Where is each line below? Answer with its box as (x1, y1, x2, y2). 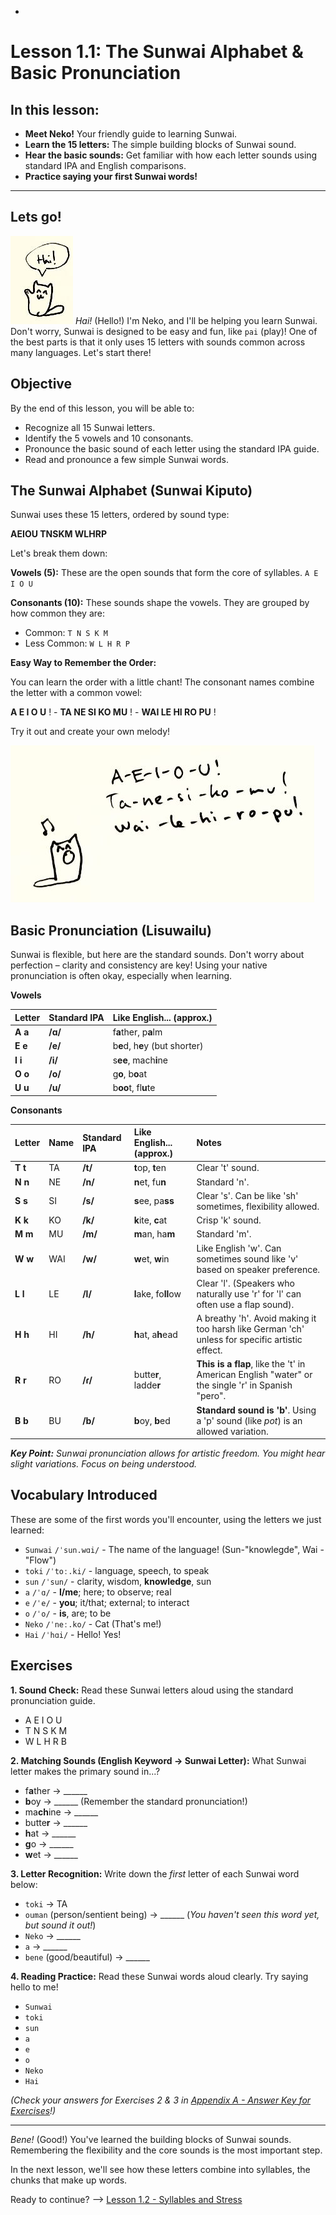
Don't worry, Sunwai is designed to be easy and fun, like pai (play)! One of (10, 325, 318, 337)
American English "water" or (196, 1369, 313, 1381)
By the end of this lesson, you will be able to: (10, 402, 195, 414)
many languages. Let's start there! (10, 346, 152, 358)
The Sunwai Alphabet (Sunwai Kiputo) (10, 482, 253, 500)
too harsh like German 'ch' (196, 1323, 305, 1335)
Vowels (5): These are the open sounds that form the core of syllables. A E (10, 567, 319, 579)
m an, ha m (133, 1228, 176, 1240)
